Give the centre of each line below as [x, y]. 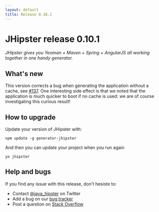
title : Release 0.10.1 [29, 14]
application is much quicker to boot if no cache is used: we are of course [80, 96]
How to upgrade [31, 117]
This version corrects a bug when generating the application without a [77, 86]
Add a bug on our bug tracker [43, 199]
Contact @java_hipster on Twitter [46, 193]
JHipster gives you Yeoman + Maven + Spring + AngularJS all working [78, 53]
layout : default [22, 10]
